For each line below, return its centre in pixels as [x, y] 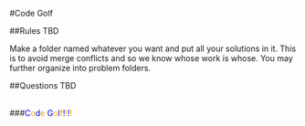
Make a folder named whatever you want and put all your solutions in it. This [153, 48]
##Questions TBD [43, 85]
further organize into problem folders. [80, 68]
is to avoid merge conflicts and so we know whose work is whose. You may [152, 58]
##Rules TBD [34, 31]
